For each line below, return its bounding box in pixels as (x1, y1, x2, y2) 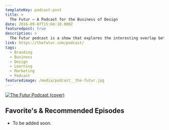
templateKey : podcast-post (5, 7, 62, 13)
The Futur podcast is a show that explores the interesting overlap (10, 36, 156, 41)
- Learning (10, 64, 33, 69)
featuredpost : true (5, 26, 46, 31)
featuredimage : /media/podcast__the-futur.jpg (5, 78, 105, 83)
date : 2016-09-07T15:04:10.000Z (5, 21, 73, 27)
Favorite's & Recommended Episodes (5, 107, 125, 115)
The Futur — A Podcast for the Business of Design (10, 17, 118, 22)
